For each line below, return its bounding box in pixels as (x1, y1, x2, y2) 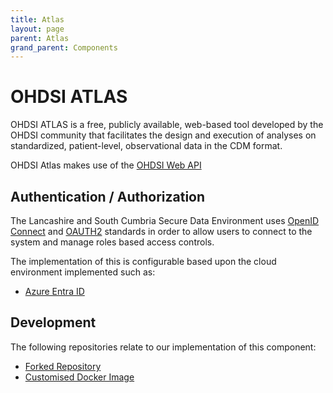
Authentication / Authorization (10, 188, 206, 205)
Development (10, 314, 97, 331)
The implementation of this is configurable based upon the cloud (10, 256, 277, 267)
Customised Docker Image (24, 371, 135, 383)
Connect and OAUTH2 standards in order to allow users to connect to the (10, 226, 313, 237)
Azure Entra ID (24, 286, 85, 297)
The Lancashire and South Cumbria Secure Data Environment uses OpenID (10, 215, 320, 226)
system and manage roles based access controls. (10, 236, 215, 248)
